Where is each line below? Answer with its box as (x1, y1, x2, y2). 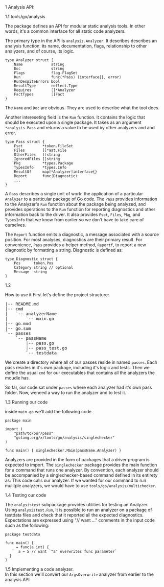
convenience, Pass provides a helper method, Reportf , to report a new (5, 242, 146, 248)
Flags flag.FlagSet (14, 70, 78, 75)
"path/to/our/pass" (14, 431, 54, 436)
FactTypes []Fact (14, 92, 65, 97)
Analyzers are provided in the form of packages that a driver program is (5, 457, 150, 462)
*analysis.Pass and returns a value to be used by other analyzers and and (5, 125, 155, 130)
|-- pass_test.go (25, 345, 68, 351)
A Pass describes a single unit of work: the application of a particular (5, 191, 143, 196)
